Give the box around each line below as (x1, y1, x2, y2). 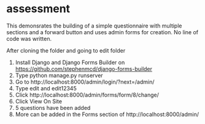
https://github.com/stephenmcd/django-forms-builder (15, 65, 152, 72)
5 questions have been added (15, 104, 91, 111)
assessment (6, 2, 71, 16)
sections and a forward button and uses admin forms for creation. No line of (6, 28, 198, 35)
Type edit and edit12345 (15, 84, 77, 92)
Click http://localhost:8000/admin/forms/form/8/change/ (15, 91, 160, 98)
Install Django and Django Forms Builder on (15, 59, 125, 66)
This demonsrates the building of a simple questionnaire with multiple (6, 22, 182, 29)
